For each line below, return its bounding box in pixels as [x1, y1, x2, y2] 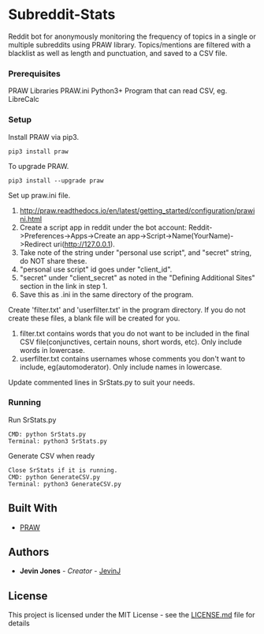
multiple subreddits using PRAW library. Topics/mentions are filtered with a [8, 39, 251, 49]
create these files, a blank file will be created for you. [8, 313, 180, 323]
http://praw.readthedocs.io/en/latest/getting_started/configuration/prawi [19, 205, 255, 215]
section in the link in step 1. [19, 281, 108, 291]
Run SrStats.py [8, 415, 57, 424]
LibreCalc [8, 95, 39, 104]
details [8, 618, 30, 628]
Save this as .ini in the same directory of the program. [19, 290, 194, 299]
